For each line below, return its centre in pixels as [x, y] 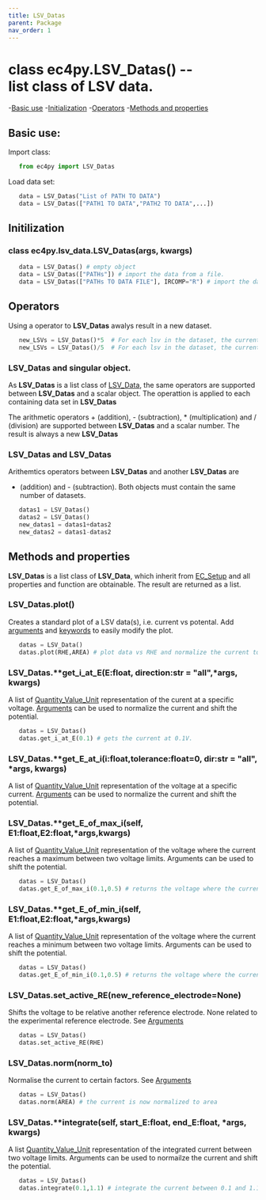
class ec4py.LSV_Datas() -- [101, 69]
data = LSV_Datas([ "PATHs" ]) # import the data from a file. [122, 275]
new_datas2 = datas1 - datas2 [65, 532]
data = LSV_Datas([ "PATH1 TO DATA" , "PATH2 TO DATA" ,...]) [116, 203]
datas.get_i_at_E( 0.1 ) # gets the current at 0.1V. [106, 738]
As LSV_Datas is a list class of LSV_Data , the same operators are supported [132, 385]
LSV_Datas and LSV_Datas [60, 454]
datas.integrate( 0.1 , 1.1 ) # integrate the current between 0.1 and [132, 1188]
